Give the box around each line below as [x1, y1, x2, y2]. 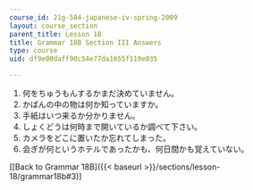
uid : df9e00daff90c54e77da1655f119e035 [9, 54, 158, 63]
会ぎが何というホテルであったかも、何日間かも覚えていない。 [21, 144, 249, 154]
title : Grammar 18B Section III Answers [9, 37, 163, 47]
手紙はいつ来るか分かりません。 [21, 111, 140, 120]
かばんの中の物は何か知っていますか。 [21, 99, 164, 110]
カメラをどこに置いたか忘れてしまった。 [21, 133, 172, 143]
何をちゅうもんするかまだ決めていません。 [21, 88, 180, 98]
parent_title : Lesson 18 [9, 29, 102, 38]
